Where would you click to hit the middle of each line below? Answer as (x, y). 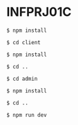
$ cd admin (22, 79)
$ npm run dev (27, 115)
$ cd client (23, 42)
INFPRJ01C (39, 12)
